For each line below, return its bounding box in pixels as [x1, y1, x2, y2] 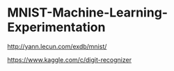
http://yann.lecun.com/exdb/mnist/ [7, 42, 107, 50]
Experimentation [7, 19, 106, 35]
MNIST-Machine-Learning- [7, 5, 168, 21]
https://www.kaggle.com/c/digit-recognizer [7, 55, 132, 63]
